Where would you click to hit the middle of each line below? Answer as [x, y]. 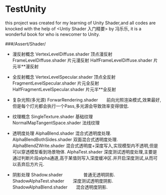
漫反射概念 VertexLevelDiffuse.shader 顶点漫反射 [62, 54]
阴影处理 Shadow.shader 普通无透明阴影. [64, 175]
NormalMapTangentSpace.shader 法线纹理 [56, 123]
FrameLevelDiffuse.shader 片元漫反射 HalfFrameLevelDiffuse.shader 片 [85, 60]
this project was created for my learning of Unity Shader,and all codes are [81, 23]
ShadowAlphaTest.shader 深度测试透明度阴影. [63, 181]
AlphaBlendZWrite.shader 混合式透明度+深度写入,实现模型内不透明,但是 [85, 146]
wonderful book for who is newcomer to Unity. [53, 34]
